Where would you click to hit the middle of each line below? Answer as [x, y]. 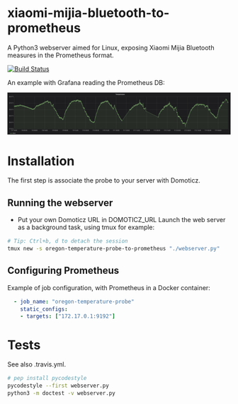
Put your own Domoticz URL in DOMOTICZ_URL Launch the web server [121, 220]
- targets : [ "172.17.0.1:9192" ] [68, 316]
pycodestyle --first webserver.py [58, 386]
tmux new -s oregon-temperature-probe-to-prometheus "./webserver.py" [114, 249]
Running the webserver [60, 203]
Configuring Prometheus [63, 271]
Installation [41, 161]
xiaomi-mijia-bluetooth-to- [89, 13]
